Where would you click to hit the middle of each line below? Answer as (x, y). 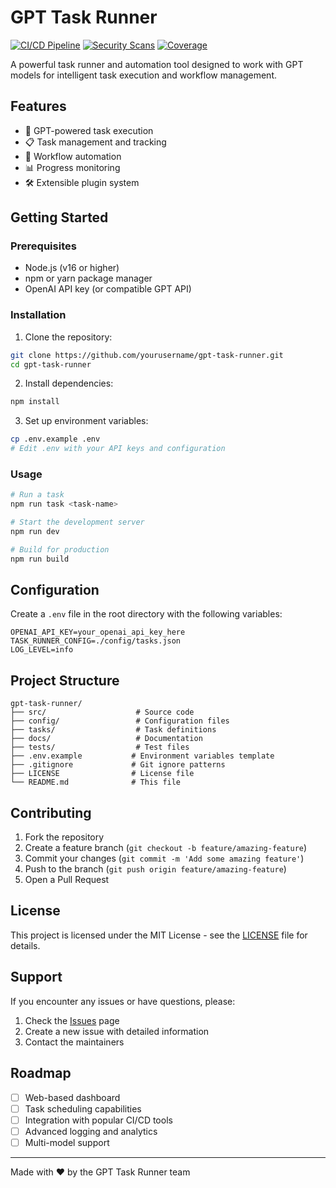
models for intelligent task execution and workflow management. (144, 75)
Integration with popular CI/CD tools (98, 1120)
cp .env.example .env (55, 439)
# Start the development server (77, 522)
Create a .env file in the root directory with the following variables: (146, 614)
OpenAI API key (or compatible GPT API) (108, 289)
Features (38, 106)
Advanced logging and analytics (91, 1131)
